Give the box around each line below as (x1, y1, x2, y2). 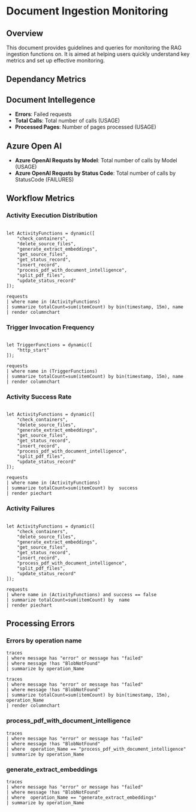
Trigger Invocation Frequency (6, 323, 95, 331)
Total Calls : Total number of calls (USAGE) (14, 117, 120, 124)
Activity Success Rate (6, 392, 72, 401)
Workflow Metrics (6, 194, 75, 204)
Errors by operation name (6, 636, 82, 644)
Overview (6, 28, 44, 38)
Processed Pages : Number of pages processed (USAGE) (14, 123, 157, 130)
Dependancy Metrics (6, 74, 86, 85)
